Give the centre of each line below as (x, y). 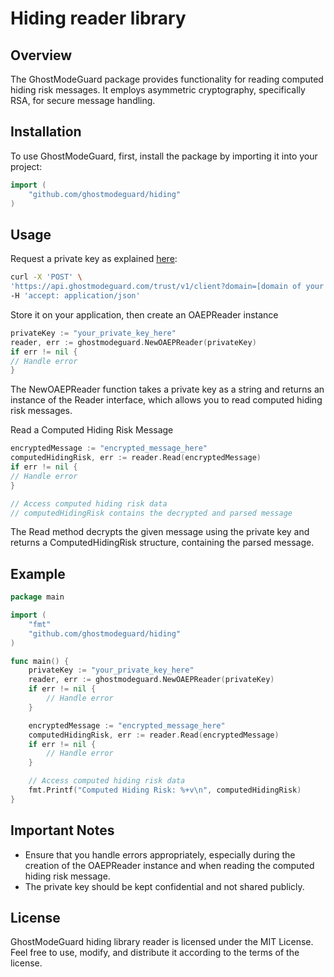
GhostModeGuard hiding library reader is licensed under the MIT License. (162, 942)
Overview (41, 55)
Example (38, 573)
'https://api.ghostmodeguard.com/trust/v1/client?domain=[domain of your (167, 287)
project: (26, 166)
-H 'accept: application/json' (75, 296)
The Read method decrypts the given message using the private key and (160, 532)
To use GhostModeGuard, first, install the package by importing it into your (164, 156)
